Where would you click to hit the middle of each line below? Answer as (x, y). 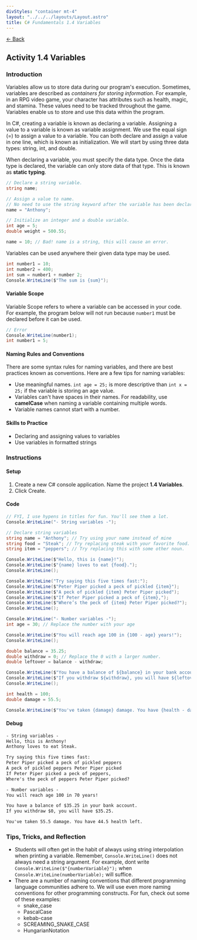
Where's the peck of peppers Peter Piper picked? (68, 779)
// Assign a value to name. (40, 199)
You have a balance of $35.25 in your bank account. (72, 806)
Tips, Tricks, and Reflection (46, 837)
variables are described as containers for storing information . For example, (97, 93)
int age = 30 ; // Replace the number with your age (70, 624)
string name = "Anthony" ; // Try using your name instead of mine (89, 538)
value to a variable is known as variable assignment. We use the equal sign (96, 130)
